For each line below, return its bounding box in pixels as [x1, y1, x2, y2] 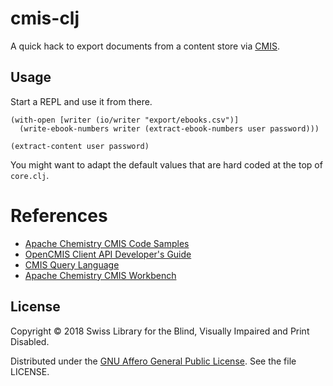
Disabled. [10, 335, 50, 347]
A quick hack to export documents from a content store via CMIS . [10, 40, 280, 52]
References [10, 204, 108, 227]
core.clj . [10, 169, 50, 181]
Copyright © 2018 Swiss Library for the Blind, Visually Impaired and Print [10, 325, 310, 337]
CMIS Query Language [24, 258, 120, 271]
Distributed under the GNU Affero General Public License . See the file [10, 355, 297, 367]
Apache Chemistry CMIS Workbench [24, 269, 177, 281]
